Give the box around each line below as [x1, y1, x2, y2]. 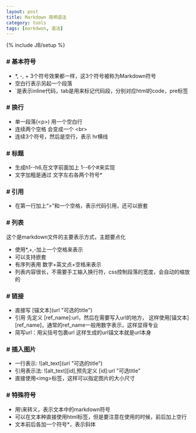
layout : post [6, 8, 39, 15]
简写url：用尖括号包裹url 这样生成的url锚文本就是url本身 [14, 329, 151, 336]
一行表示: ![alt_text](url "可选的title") [14, 360, 103, 367]
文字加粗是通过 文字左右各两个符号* [14, 171, 103, 178]
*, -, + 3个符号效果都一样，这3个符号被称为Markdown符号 [14, 72, 156, 79]
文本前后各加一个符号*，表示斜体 [14, 421, 96, 428]
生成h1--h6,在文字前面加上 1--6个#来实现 [14, 164, 115, 171]
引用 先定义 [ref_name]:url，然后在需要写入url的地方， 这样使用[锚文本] [14, 314, 189, 321]
